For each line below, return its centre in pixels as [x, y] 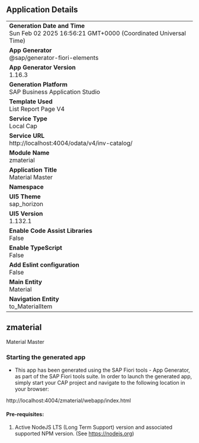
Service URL [27, 135]
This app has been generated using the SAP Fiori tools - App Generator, [102, 370]
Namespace [27, 186]
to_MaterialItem [31, 306]
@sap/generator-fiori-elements [54, 58]
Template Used [31, 102]
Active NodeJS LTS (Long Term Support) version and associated [94, 428]
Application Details [42, 10]
